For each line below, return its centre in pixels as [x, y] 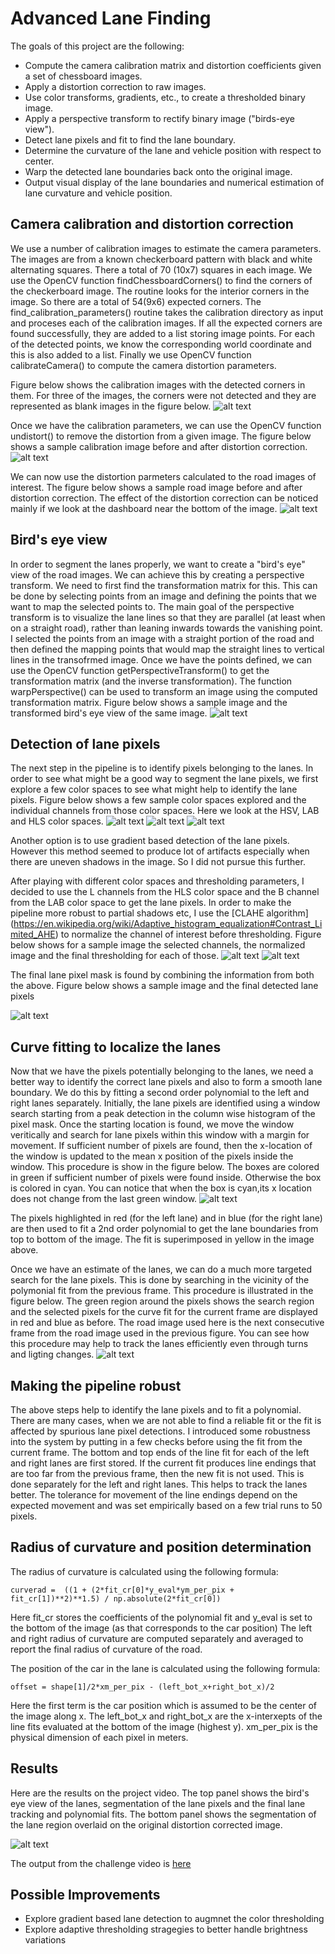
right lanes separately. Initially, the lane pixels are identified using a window [165, 1103]
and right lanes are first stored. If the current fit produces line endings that [163, 1463]
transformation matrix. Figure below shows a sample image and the [149, 702]
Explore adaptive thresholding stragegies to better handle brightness [166, 1929]
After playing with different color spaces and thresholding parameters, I [157, 881]
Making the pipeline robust [96, 1385]
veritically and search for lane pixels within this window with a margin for [160, 1135]
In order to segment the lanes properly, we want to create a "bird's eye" [158, 564]
